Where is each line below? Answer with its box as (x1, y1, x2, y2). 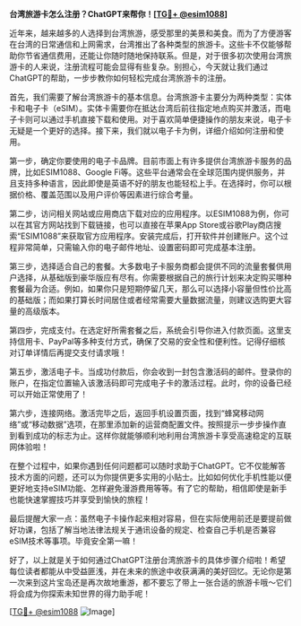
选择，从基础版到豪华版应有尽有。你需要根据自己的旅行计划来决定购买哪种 (16, 273, 292, 283)
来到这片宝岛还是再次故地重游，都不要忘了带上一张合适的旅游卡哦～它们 (24, 578, 292, 587)
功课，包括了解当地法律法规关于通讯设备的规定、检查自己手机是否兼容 (16, 525, 276, 535)
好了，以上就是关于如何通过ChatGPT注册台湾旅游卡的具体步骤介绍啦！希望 (9, 555, 287, 565)
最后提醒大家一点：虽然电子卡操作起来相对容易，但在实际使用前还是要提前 (9, 513, 284, 524)
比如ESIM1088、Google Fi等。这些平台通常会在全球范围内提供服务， (24, 167, 278, 178)
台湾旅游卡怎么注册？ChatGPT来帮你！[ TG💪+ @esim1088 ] (9, 9, 228, 19)
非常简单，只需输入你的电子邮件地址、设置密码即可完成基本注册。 (16, 242, 261, 252)
